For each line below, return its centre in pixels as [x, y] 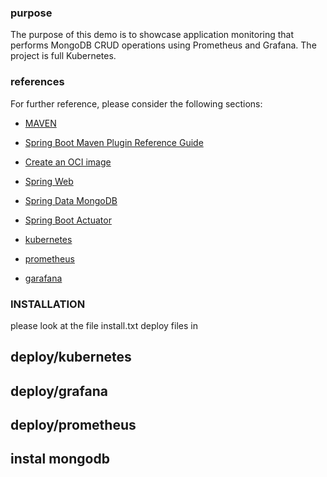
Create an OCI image [68, 162]
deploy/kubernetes [71, 357]
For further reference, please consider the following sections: [136, 103]
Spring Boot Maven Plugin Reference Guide [114, 142]
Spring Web [49, 181]
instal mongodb [60, 459]
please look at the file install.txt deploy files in [104, 325]
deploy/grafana [59, 391]
